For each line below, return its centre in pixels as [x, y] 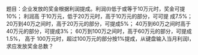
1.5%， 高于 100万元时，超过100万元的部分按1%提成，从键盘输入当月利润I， [100, 39]
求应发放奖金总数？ [30, 46]
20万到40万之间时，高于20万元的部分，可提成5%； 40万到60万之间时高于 [98, 24]
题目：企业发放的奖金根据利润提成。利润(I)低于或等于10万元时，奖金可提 [96, 9]
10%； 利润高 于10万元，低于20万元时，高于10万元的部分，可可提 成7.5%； [100, 16]
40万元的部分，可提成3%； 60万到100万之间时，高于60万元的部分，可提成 [99, 31]
